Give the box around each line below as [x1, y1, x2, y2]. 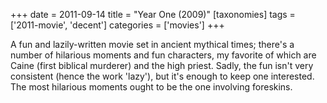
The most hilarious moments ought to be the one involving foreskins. [10, 81, 293, 93]
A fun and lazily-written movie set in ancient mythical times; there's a [10, 39, 295, 50]
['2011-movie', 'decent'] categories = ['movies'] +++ [10, 19, 225, 31]
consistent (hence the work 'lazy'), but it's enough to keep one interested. [10, 70, 315, 82]
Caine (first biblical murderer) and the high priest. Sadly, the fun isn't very [10, 60, 314, 71]
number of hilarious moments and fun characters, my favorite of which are [10, 49, 317, 61]
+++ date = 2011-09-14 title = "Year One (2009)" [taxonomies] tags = [10, 9, 296, 20]
